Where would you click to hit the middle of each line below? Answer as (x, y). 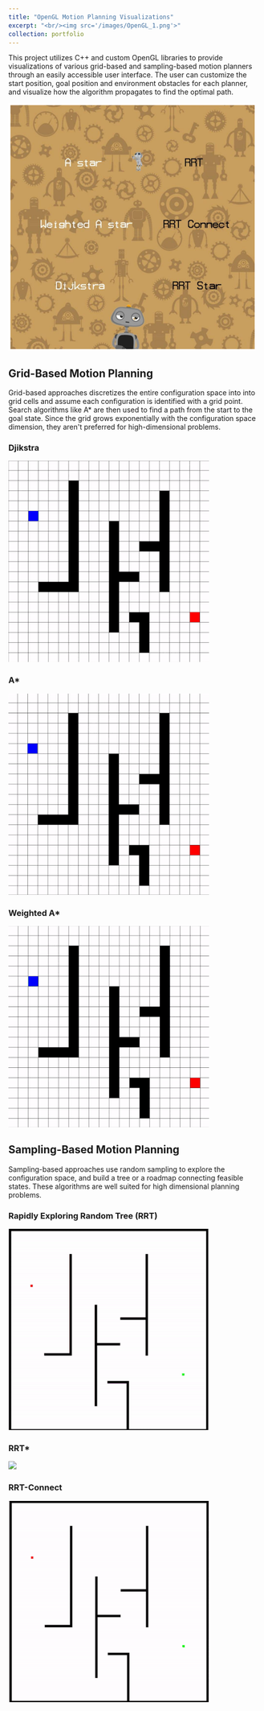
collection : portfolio (46, 34)
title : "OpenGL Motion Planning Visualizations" (91, 17)
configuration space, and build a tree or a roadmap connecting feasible (126, 1177)
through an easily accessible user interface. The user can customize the (128, 75)
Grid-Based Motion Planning (81, 373)
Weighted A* (35, 913)
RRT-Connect (35, 1487)
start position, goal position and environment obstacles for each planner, (128, 84)
